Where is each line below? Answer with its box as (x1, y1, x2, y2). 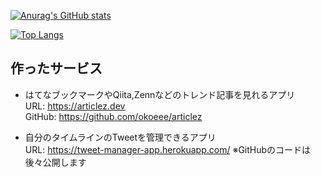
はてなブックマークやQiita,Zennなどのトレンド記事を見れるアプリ (24, 88, 296, 100)
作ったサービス (10, 60, 103, 77)
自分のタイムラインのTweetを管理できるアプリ (24, 131, 217, 143)
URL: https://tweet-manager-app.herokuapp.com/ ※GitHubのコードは (24, 143, 312, 155)
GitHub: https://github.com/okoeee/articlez (24, 110, 203, 122)
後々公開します (24, 156, 87, 168)
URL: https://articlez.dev (24, 100, 126, 112)
